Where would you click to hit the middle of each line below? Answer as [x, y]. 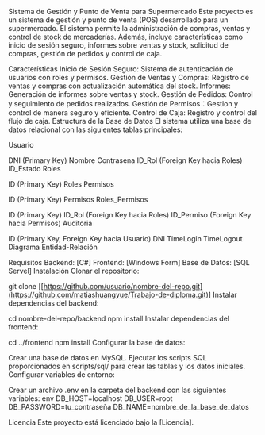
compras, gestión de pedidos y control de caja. [85, 54]
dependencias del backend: [54, 303]
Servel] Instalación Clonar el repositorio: [74, 271]
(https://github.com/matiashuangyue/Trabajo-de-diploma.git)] [110, 294]
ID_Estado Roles [35, 169]
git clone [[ [26, 286]
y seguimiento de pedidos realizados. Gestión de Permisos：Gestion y [123, 104]
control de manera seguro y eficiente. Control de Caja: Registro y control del [133, 113]
